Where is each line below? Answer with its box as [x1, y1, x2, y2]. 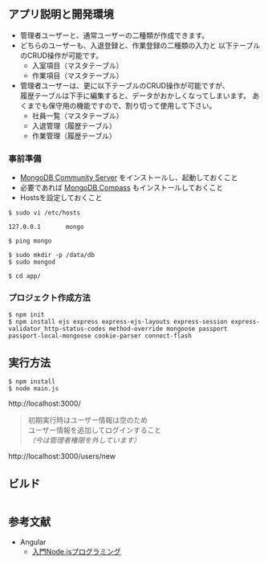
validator [8, 325, 42, 333]
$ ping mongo [8, 237, 52, 245]
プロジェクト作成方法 [8, 292, 91, 304]
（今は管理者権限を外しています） [27, 435, 141, 445]
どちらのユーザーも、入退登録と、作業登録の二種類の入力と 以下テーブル [19, 40, 261, 50]
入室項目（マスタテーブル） [31, 60, 124, 70]
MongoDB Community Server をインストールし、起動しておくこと [19, 173, 238, 182]
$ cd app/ [8, 272, 42, 280]
